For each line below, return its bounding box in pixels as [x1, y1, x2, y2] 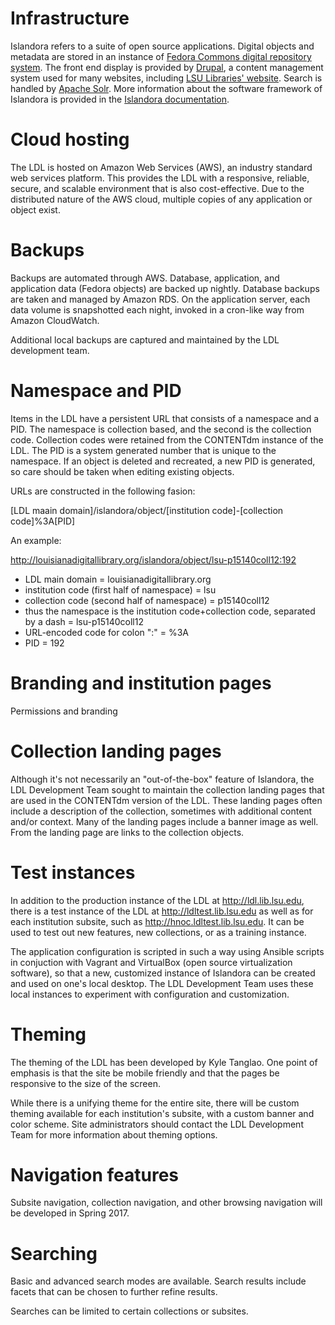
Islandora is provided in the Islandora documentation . [10, 93, 230, 105]
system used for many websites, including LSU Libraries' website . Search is [10, 72, 323, 84]
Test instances [10, 861, 136, 884]
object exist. [10, 203, 61, 216]
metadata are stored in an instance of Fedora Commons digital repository [10, 50, 312, 62]
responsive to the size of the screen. [10, 1077, 161, 1089]
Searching [10, 1242, 98, 1265]
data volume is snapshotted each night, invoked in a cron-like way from [10, 303, 305, 316]
